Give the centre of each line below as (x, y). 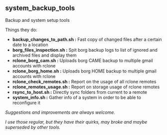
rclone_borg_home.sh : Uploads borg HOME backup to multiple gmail (84, 71)
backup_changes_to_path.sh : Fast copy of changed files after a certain (87, 39)
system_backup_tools (40, 8)
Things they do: (21, 30)
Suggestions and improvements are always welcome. (60, 112)
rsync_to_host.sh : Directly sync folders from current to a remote (80, 92)
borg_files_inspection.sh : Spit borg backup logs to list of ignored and (85, 50)
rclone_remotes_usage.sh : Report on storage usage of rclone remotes (86, 87)
